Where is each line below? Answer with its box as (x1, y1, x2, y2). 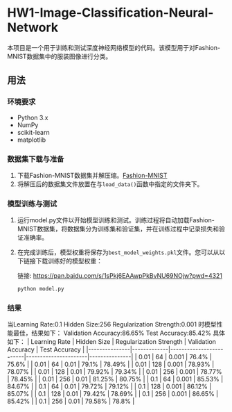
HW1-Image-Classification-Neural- (7, 5, 214, 21)
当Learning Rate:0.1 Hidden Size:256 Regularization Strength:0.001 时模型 (7, 320, 217, 329)
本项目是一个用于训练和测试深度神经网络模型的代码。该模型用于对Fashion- (7, 43, 220, 51)
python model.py (17, 286, 64, 292)
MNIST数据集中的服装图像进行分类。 (7, 52, 112, 60)
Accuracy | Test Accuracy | (7, 345, 85, 354)
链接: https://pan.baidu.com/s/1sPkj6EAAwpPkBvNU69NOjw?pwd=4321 (17, 272, 223, 280)
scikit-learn (17, 128, 50, 136)
